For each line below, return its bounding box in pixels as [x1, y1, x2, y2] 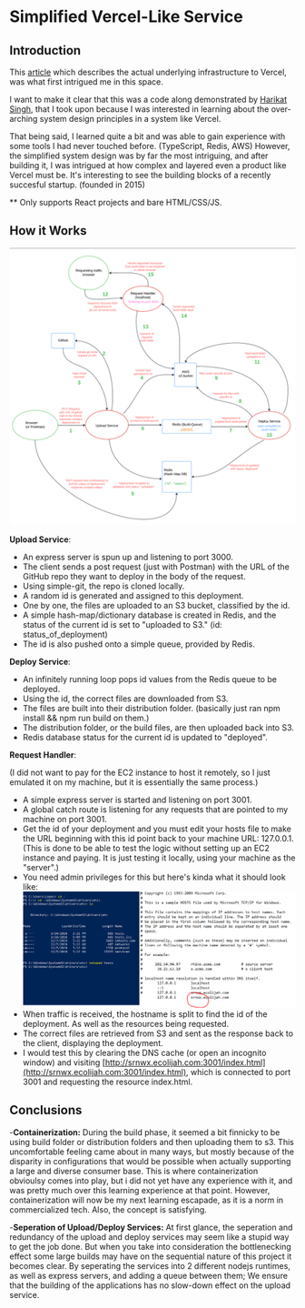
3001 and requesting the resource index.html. [22, 1076, 193, 1088]
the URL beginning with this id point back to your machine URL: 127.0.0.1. [22, 833, 294, 844]
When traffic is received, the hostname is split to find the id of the [22, 1009, 268, 1020]
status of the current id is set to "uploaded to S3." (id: [22, 619, 222, 630]
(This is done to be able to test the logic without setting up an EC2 [22, 843, 271, 854]
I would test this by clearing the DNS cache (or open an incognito [22, 1048, 267, 1059]
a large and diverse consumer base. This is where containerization [9, 1165, 259, 1176]
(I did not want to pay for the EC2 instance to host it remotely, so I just [9, 767, 271, 779]
